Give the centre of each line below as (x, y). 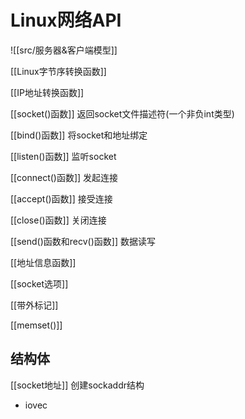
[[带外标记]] (34, 305)
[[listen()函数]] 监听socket (63, 156)
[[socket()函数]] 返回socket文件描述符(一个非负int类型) (122, 113)
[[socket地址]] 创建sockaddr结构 (77, 385)
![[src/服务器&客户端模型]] (64, 50)
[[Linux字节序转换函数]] (58, 71)
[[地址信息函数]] (43, 262)
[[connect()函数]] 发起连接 (64, 177)
